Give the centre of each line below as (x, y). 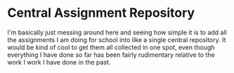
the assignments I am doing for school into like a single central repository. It (117, 39)
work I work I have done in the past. (59, 62)
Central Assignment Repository (101, 13)
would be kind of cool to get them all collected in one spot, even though (111, 47)
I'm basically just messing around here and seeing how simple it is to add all (117, 32)
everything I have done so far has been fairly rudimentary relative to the (111, 55)
